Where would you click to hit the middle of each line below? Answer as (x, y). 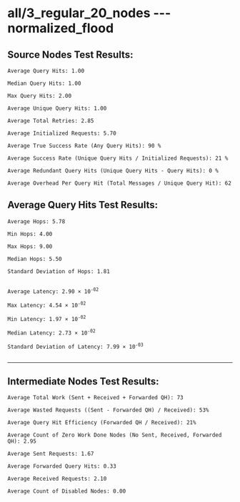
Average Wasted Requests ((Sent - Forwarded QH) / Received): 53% (108, 410)
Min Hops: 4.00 (30, 234)
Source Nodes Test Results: (70, 55)
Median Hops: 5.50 (35, 259)
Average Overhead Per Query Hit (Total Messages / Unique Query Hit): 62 (120, 183)
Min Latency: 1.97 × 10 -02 (47, 318)
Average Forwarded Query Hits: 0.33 (62, 466)
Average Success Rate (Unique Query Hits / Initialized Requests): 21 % (118, 158)
